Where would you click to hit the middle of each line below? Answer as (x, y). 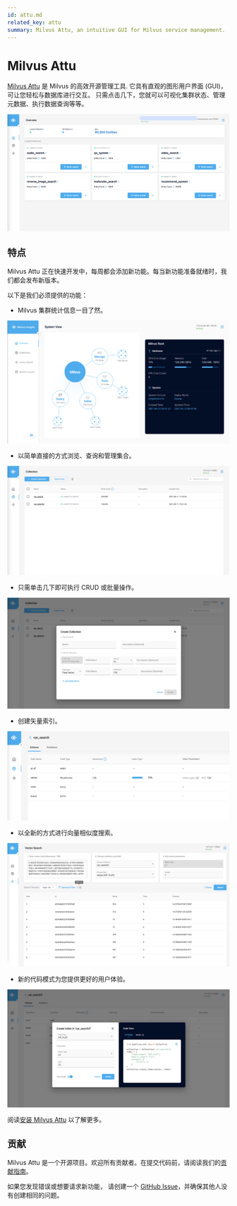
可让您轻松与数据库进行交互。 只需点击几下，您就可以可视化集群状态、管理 (116, 95)
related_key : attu (34, 22)
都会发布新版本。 (38, 280)
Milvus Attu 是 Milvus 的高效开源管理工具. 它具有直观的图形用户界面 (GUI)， (117, 86)
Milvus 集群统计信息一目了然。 (62, 310)
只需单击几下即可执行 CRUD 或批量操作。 (78, 588)
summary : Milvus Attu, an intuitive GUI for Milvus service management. (116, 30)
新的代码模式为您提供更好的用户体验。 (73, 979)
